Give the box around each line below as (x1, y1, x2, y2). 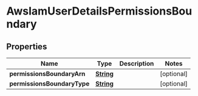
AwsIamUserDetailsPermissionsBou (6, 4, 193, 18)
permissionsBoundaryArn (9, 70, 86, 78)
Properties (6, 41, 47, 52)
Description (119, 60, 154, 67)
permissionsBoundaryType (9, 80, 90, 87)
